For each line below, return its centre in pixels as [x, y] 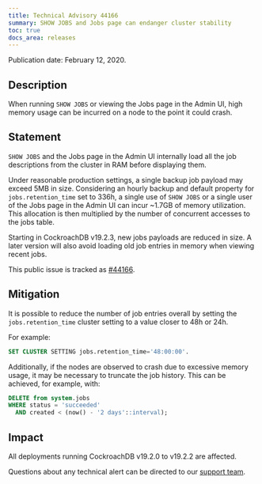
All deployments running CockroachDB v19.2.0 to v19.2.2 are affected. [123, 456]
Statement [35, 137]
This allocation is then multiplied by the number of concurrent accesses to [129, 214]
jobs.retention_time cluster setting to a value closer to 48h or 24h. [118, 322]
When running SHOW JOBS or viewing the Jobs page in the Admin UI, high [125, 104]
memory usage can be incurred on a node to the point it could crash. [120, 112]
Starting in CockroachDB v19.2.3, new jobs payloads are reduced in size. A [130, 237]
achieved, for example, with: [54, 384]
